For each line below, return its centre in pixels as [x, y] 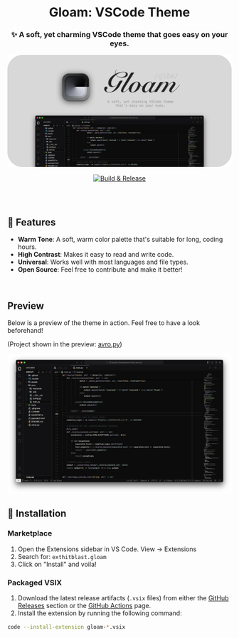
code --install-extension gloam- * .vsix [67, 627]
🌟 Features [32, 222]
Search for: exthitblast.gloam [62, 556]
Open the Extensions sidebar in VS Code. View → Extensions [107, 549]
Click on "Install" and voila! [57, 564]
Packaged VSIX [35, 583]
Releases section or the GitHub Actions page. [84, 606]
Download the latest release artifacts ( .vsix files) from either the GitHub [123, 598]
